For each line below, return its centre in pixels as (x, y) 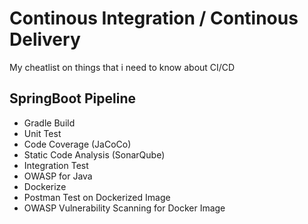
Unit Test (42, 133)
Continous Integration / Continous (154, 18)
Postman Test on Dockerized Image (97, 197)
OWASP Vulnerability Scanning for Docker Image (124, 208)
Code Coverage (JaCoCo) (77, 144)
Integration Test (56, 165)
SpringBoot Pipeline (72, 98)
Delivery (45, 39)
